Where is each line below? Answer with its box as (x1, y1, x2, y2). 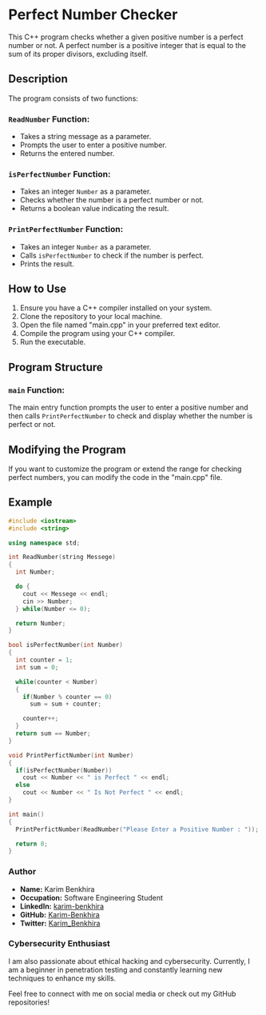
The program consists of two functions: (8, 94, 138, 103)
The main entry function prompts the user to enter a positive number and (8, 402, 249, 413)
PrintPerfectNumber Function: (8, 224, 124, 235)
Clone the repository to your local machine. (19, 312, 162, 322)
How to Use (8, 282, 67, 296)
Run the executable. (19, 338, 86, 347)
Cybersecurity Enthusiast (8, 938, 110, 949)
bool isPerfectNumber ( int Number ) (8, 641, 124, 649)
